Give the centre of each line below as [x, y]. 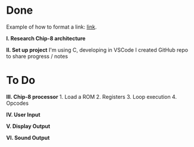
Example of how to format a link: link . [51, 27]
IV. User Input [23, 114]
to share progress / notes [37, 56]
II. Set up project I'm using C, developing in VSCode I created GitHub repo [97, 50]
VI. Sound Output [28, 137]
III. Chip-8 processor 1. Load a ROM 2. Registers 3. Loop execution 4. [92, 96]
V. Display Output [28, 126]
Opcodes [17, 103]
